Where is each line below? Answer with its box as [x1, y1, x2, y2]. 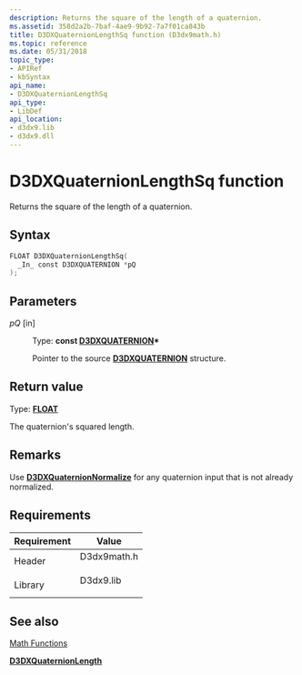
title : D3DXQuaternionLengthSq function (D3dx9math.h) [9, 30, 222, 39]
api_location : [9, 115, 64, 124]
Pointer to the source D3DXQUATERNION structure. [32, 353, 226, 364]
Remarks [9, 448, 62, 463]
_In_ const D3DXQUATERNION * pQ [17, 260, 136, 269]
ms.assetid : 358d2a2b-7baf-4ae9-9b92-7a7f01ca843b [9, 22, 206, 31]
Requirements [9, 508, 91, 523]
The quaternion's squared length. [9, 420, 135, 432]
